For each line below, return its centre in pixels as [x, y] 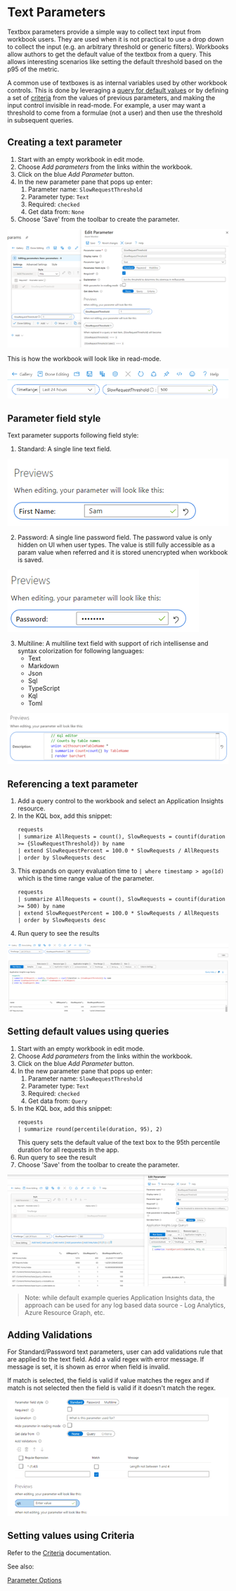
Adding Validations [50, 1335]
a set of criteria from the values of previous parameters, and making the [111, 98]
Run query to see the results [58, 933]
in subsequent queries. [40, 120]
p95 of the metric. [33, 69]
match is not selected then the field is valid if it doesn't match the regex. [112, 1388]
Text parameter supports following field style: [73, 435]
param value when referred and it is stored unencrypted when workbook [123, 553]
